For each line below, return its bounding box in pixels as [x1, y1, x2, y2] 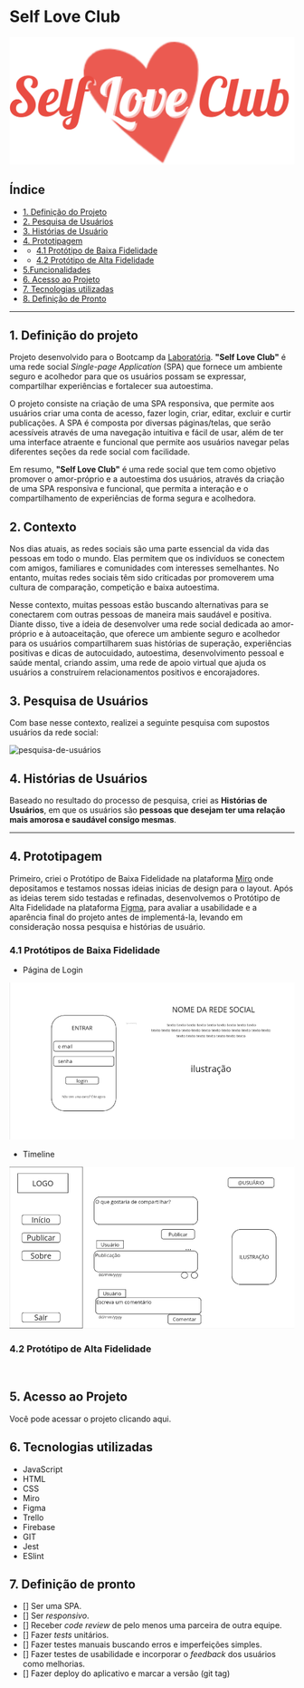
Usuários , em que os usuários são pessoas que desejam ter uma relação [9, 805, 286, 815]
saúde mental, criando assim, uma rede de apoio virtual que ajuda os [9, 658, 267, 668]
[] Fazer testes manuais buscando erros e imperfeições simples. [22, 1639, 262, 1650]
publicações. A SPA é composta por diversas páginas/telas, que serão [9, 417, 271, 428]
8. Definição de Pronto [22, 293, 107, 304]
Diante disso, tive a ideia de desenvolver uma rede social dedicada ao [9, 619, 270, 629]
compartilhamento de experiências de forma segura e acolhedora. [9, 493, 256, 504]
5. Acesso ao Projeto [9, 1390, 128, 1405]
